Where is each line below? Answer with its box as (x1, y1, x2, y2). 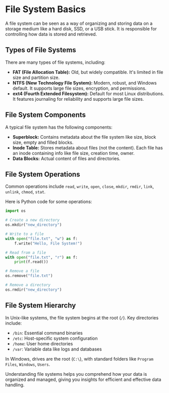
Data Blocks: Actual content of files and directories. (12, 155, 121, 162)
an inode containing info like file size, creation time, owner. (12, 150, 135, 156)
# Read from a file (5, 250, 46, 255)
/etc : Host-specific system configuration (12, 335, 98, 341)
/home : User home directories (12, 340, 73, 346)
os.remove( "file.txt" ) (5, 273, 53, 279)
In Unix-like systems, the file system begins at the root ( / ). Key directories (5, 315, 159, 321)
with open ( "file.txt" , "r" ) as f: (5, 255, 78, 260)
